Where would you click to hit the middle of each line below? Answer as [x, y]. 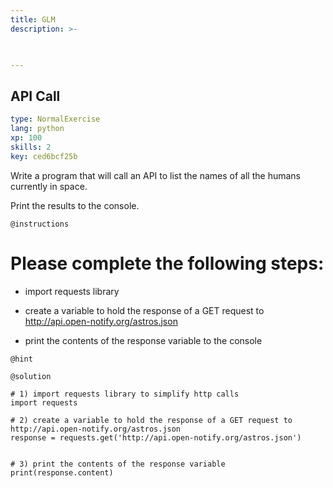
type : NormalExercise [55, 119]
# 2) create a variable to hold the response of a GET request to [151, 420]
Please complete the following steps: [167, 263]
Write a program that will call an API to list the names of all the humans [155, 175]
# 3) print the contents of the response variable [118, 464]
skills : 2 [31, 147]
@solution [31, 376]
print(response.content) [62, 472]
